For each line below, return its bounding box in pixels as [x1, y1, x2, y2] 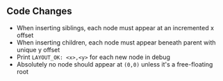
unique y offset [16, 45, 60, 54]
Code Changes [6, 5, 72, 17]
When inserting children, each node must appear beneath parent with [16, 38, 216, 47]
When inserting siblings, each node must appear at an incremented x [16, 23, 215, 32]
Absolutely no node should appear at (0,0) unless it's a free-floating [16, 60, 213, 68]
